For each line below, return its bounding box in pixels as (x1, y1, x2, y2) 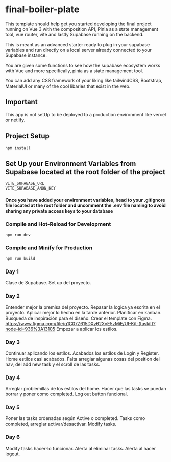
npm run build (5, 256, 36, 261)
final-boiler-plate (5, 4, 80, 15)
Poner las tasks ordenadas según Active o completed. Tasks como (5, 415, 145, 422)
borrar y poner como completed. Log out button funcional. (5, 391, 128, 397)
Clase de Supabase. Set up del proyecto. (5, 280, 91, 286)
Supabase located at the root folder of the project (5, 167, 166, 176)
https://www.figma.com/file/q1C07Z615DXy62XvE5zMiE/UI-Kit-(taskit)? (5, 320, 156, 326)
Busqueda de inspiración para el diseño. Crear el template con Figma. (5, 315, 152, 321)
